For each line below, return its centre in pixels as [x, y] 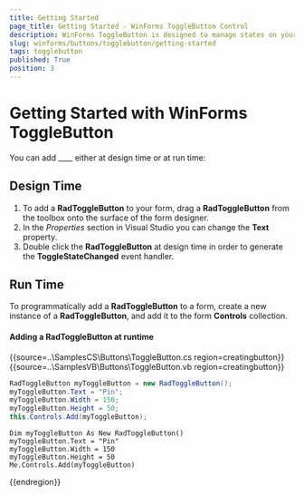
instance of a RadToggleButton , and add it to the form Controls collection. [148, 316]
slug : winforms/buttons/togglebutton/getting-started [113, 43]
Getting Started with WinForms [128, 113]
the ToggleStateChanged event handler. [98, 256]
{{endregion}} [35, 482]
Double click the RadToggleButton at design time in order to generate [152, 247]
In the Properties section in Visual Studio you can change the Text [146, 227]
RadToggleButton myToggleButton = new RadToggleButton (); [121, 383]
